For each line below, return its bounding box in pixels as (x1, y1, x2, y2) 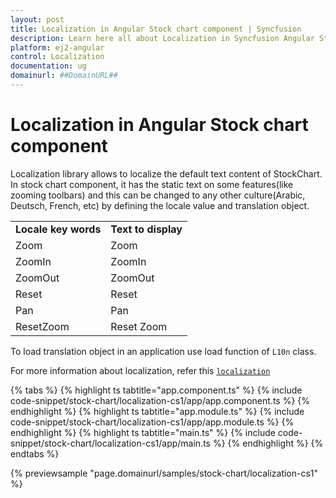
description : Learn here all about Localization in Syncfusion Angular (10, 33, 315, 43)
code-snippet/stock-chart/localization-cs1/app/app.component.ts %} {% (10, 394, 311, 406)
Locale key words (15, 222, 102, 236)
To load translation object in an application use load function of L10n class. (10, 345, 317, 357)
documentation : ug (10, 61, 87, 71)
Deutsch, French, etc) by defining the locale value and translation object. (10, 199, 310, 211)
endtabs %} (10, 447, 60, 460)
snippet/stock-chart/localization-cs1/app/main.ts (10, 437, 212, 449)
